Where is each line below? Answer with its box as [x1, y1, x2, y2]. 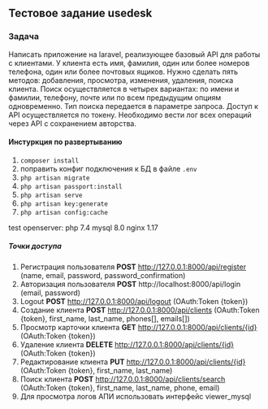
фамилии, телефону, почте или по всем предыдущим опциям [8, 93, 222, 102]
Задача [8, 31, 39, 42]
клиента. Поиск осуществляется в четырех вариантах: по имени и [8, 84, 240, 94]
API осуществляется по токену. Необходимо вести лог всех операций [8, 110, 252, 120]
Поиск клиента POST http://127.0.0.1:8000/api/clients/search [19, 374, 226, 384]
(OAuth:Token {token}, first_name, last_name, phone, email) [19, 382, 220, 393]
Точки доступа [8, 241, 63, 251]
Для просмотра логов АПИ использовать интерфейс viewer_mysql [19, 391, 252, 401]
